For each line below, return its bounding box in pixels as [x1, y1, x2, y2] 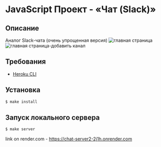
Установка [5, 85, 41, 95]
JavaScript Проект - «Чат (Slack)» [5, 4, 156, 15]
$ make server [5, 127, 36, 132]
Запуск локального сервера [5, 113, 100, 122]
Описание [5, 24, 39, 33]
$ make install [5, 99, 38, 104]
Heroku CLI [12, 71, 37, 77]
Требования [5, 57, 46, 66]
